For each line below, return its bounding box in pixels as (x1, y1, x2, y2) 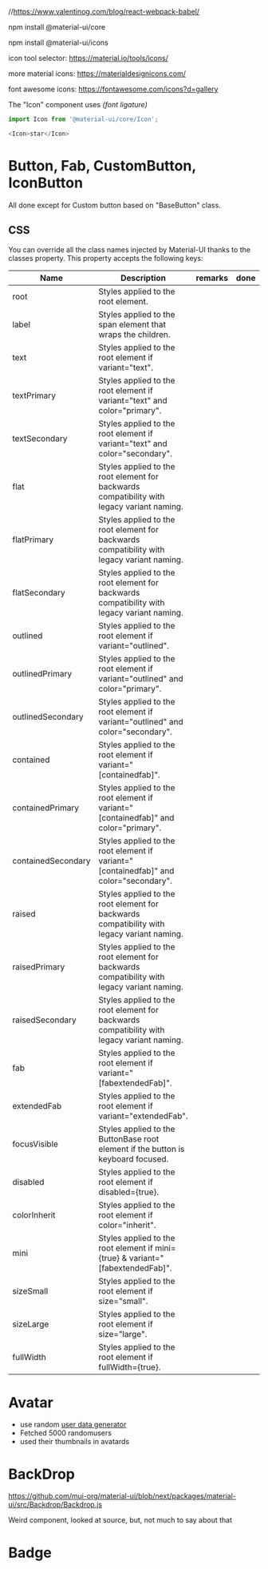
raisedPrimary (12, 961, 65, 972)
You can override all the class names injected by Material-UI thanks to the (8, 244, 251, 255)
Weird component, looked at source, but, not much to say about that (8, 1515, 233, 1525)
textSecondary (12, 432, 68, 443)
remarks (195, 272, 229, 283)
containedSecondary (12, 855, 91, 866)
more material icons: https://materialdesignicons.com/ (8, 69, 186, 78)
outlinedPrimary (12, 668, 73, 679)
